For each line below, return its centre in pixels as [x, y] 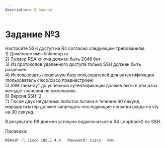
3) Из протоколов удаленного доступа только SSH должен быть [73, 64]
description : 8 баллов [29, 10]
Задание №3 [33, 34]
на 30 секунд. [20, 112]
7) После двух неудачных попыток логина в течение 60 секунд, [73, 101]
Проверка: [16, 131]
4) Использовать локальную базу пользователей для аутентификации [80, 75]
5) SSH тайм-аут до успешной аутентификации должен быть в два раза [81, 85]
